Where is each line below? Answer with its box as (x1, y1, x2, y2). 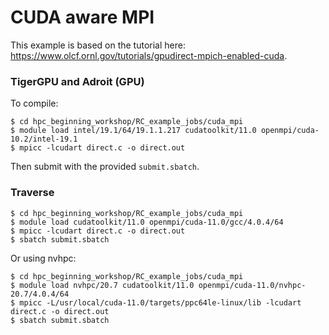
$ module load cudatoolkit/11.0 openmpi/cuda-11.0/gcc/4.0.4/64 (10, 217, 284, 227)
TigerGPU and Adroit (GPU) (10, 74, 145, 88)
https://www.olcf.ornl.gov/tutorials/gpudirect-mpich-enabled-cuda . (10, 49, 288, 61)
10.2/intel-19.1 (10, 134, 78, 145)
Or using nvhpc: (10, 252, 77, 264)
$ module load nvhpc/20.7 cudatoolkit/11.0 (10, 280, 195, 290)
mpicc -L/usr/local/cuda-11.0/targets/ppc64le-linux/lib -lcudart (19, 297, 302, 308)
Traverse (10, 186, 55, 200)
